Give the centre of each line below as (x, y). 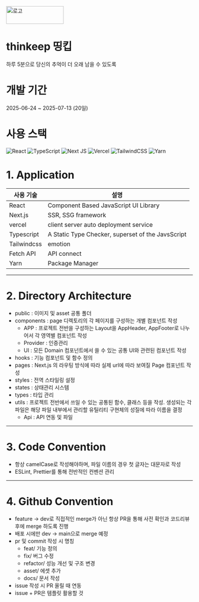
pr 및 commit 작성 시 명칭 (44, 541)
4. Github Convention (60, 501)
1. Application (41, 175)
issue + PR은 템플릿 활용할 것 (49, 593)
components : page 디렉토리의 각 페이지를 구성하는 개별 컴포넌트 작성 (96, 321)
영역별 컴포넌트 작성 (64, 335)
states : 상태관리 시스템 (42, 387)
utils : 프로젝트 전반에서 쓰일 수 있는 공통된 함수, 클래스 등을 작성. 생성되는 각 (103, 402)
